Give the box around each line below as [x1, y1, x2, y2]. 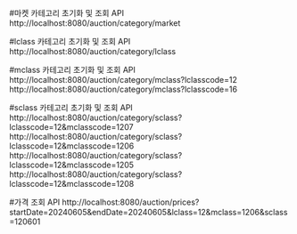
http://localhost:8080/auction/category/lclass [9, 46, 177, 56]
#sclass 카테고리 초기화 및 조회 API [9, 102, 134, 113]
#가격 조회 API [9, 197, 61, 207]
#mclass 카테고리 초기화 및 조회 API [9, 65, 136, 75]
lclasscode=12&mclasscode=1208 [9, 179, 135, 189]
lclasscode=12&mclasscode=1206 [9, 141, 135, 151]
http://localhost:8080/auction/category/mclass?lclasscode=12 [9, 75, 238, 85]
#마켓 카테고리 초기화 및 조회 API [9, 8, 125, 18]
